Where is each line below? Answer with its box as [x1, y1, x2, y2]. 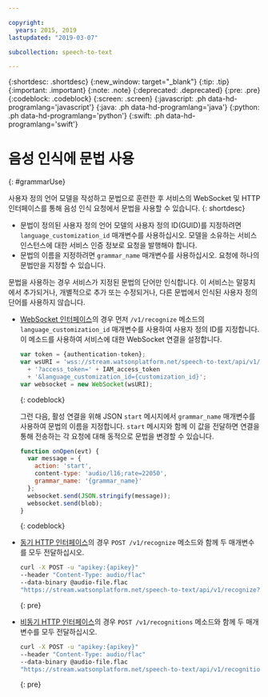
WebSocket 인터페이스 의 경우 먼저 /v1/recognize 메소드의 [19, 314, 206, 324]
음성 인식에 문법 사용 [8, 150, 134, 168]
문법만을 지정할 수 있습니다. [19, 261, 106, 270]
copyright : [8, 18, 45, 26]
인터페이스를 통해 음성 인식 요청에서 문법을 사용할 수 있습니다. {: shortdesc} [8, 203, 246, 213]
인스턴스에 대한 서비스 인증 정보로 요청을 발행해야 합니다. [19, 241, 198, 250]
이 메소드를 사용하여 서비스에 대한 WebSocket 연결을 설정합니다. [19, 334, 222, 344]
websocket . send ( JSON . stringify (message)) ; [27, 491, 171, 500]
